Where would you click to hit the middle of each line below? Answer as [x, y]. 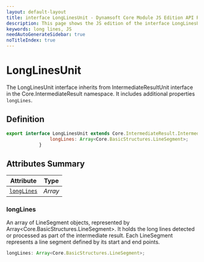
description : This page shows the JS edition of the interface [88, 23]
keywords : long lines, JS [39, 29]
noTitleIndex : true [31, 40]
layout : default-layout [36, 12]
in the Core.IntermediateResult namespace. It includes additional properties [101, 94]
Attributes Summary [46, 164]
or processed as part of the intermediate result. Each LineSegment [90, 236]
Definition [25, 119]
